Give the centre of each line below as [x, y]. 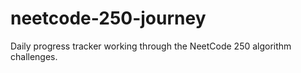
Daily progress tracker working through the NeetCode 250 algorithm [151, 46]
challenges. [34, 56]
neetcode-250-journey [108, 18]
